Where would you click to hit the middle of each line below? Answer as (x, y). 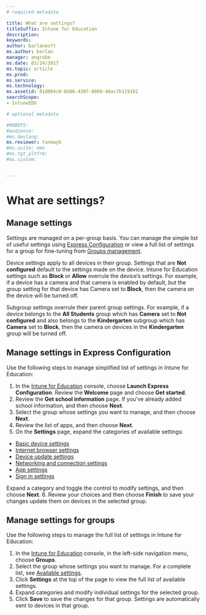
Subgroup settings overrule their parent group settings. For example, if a (98, 307)
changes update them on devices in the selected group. (77, 501)
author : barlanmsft (31, 46)
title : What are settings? (41, 23)
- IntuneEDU (21, 103)
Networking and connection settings (61, 463)
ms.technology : (26, 86)
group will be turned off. (37, 333)
